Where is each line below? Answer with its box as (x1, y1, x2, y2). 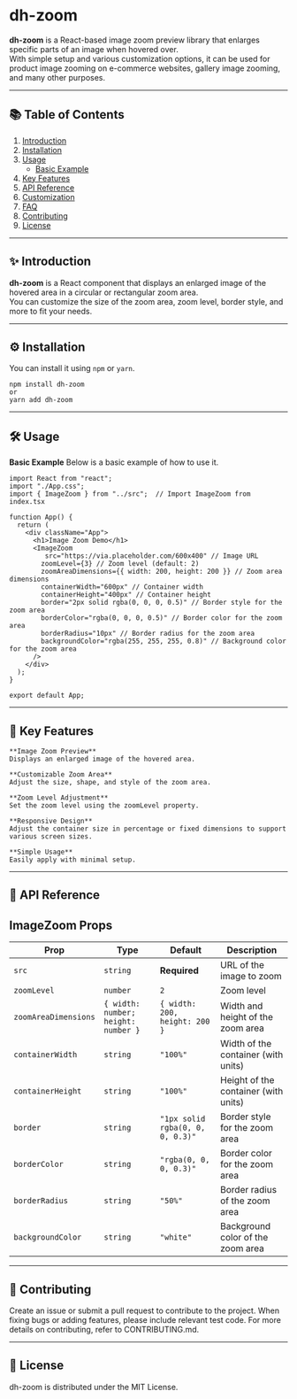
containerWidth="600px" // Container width (41, 583, 203, 591)
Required (159, 964, 199, 977)
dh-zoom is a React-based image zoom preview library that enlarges (9, 35, 261, 45)
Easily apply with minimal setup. (9, 855, 137, 864)
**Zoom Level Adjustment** (9, 793, 109, 802)
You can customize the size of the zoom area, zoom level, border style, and (9, 296, 284, 306)
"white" (159, 1233, 193, 1242)
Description (226, 944, 278, 956)
